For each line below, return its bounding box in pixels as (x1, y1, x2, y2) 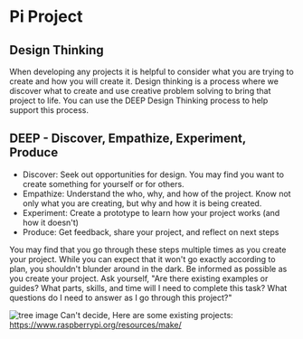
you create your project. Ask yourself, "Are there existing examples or (9, 273, 269, 284)
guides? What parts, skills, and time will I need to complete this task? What (9, 282, 288, 293)
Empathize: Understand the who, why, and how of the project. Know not (22, 188, 291, 199)
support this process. (9, 105, 89, 115)
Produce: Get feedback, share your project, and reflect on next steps (22, 226, 279, 237)
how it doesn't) (22, 217, 80, 228)
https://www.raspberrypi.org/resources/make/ (9, 319, 183, 330)
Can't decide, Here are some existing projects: (60, 309, 233, 320)
